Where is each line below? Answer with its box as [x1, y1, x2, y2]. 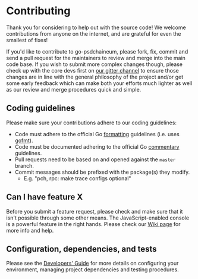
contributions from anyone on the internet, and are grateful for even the [6, 30, 181, 37]
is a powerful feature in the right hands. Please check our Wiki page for [6, 220, 181, 227]
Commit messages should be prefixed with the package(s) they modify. [14, 168, 190, 175]
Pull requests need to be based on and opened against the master [14, 156, 176, 163]
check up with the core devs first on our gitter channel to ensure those [6, 67, 180, 74]
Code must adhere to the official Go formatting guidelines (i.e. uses [14, 130, 180, 137]
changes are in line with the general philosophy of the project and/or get [6, 73, 183, 80]
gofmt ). [14, 137, 33, 144]
